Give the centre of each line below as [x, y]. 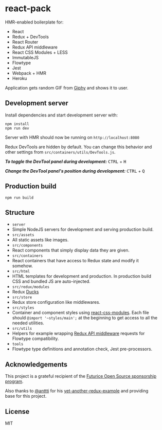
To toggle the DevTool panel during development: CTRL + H [66, 161]
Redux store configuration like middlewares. [56, 302]
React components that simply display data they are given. [71, 250]
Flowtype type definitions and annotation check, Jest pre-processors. [82, 349]
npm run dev [17, 128]
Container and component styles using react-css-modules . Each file [81, 313]
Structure [20, 213]
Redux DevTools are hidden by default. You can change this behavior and [79, 147]
